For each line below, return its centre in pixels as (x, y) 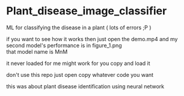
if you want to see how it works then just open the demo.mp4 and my (92, 39)
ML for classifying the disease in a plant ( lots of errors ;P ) (79, 27)
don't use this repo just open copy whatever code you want (80, 75)
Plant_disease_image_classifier (87, 11)
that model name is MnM (37, 51)
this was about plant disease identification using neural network (85, 86)
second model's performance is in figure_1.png (64, 45)
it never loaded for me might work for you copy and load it (78, 63)
